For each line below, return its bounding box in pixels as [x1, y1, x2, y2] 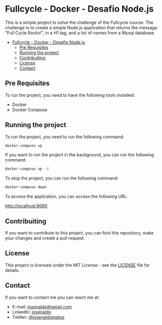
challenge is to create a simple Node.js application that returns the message [5, 24, 158, 30]
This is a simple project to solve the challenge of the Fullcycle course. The [5, 19, 154, 25]
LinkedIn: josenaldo [12, 309, 52, 315]
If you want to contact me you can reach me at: [5, 294, 100, 300]
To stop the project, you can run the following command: [5, 175, 119, 181]
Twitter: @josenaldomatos [12, 314, 65, 320]
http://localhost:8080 [5, 203, 48, 209]
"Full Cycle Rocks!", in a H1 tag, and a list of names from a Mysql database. [5, 30, 155, 36]
